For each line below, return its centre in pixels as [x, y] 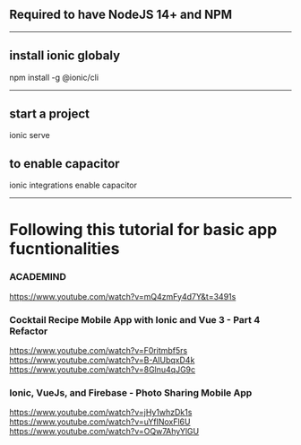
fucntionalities [64, 249]
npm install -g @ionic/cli [54, 77]
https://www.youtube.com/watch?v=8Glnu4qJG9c [103, 370]
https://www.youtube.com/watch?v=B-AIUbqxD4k [102, 360]
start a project [49, 114]
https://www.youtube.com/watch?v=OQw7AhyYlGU [104, 432]
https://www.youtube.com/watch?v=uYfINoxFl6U [100, 422]
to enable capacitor [64, 164]
